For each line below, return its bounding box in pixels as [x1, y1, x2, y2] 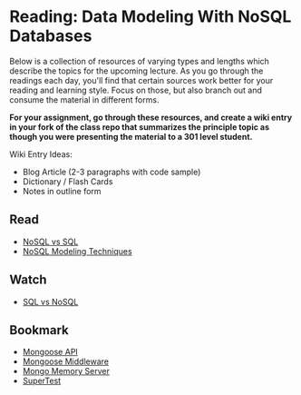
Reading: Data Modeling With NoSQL [9, 6, 292, 27]
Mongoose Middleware [22, 356, 109, 367]
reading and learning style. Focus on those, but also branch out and [9, 84, 263, 95]
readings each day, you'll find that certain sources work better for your [9, 74, 274, 85]
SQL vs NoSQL [22, 296, 79, 307]
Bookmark [9, 322, 70, 338]
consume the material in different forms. [9, 94, 160, 105]
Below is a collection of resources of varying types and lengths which [9, 55, 270, 66]
